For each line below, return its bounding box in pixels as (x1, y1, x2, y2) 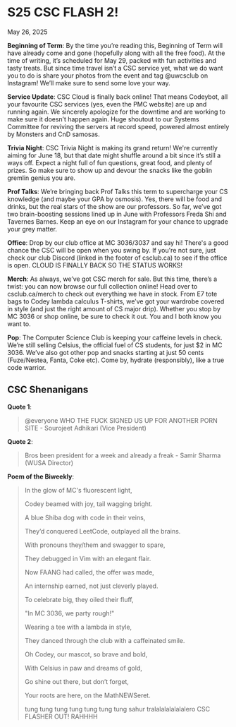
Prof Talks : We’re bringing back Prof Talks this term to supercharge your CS (7, 187, 228, 196)
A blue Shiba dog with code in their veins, (24, 513, 146, 522)
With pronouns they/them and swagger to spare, (24, 541, 166, 549)
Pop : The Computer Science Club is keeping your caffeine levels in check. (7, 333, 223, 342)
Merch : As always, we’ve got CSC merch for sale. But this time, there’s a (7, 275, 218, 283)
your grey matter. (7, 224, 58, 233)
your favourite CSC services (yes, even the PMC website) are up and (7, 100, 207, 108)
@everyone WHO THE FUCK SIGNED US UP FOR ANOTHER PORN (24, 416, 218, 424)
